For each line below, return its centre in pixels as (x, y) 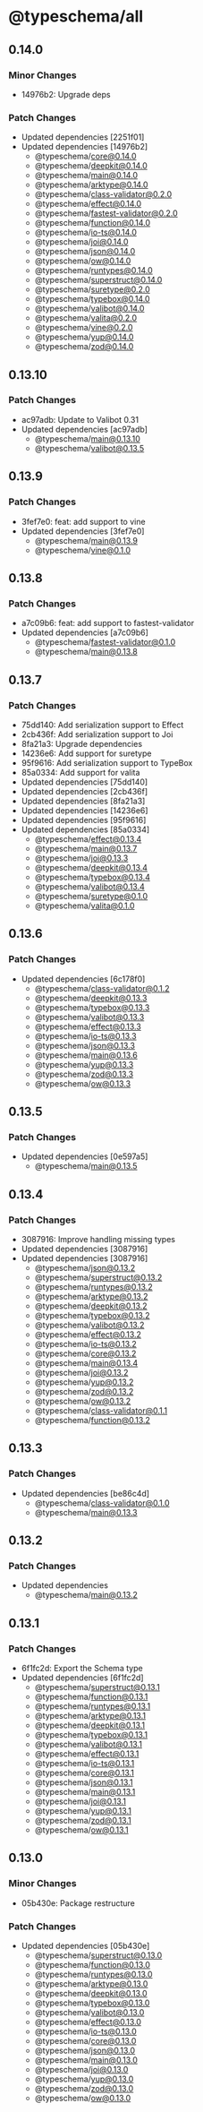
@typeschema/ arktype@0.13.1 (90, 1716)
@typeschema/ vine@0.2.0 (84, 328)
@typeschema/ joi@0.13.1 (80, 1801)
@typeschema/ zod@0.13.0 (84, 2089)
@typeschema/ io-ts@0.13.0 (85, 2031)
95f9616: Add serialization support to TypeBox (107, 762)
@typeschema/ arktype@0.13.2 (91, 1296)
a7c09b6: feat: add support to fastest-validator (107, 623)
